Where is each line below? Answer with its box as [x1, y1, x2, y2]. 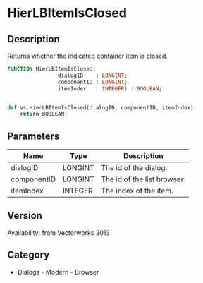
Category [7, 249, 50, 261]
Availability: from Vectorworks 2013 [7, 228, 111, 237]
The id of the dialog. [101, 163, 168, 173]
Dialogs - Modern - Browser [17, 267, 99, 276]
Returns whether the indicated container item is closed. [7, 52, 168, 60]
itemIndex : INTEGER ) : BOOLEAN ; [57, 85, 162, 92]
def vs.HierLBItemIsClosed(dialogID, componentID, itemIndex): [7, 104, 197, 111]
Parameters [7, 130, 60, 142]
